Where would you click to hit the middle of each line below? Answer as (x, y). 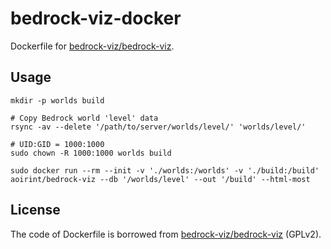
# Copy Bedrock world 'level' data (84, 118)
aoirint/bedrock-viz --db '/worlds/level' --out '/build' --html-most (160, 179)
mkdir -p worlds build (57, 100)
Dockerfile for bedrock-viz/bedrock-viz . (92, 46)
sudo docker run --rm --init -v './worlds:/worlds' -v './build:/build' (165, 170)
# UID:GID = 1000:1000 (57, 144)
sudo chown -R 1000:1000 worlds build (91, 153)
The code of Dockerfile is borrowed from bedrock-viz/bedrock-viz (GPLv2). (166, 234)
